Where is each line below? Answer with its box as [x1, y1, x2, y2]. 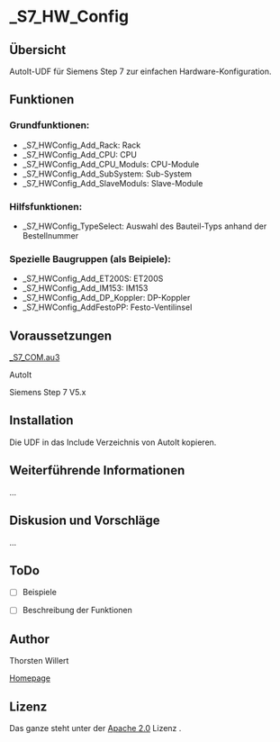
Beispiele [22, 587, 57, 598]
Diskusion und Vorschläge [9, 513, 160, 529]
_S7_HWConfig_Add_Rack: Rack [22, 140, 141, 150]
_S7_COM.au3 [9, 352, 60, 363]
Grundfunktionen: [9, 119, 90, 131]
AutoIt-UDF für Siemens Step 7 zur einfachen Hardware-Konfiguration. [9, 66, 272, 77]
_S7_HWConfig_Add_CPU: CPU [22, 149, 138, 159]
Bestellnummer [22, 230, 79, 240]
